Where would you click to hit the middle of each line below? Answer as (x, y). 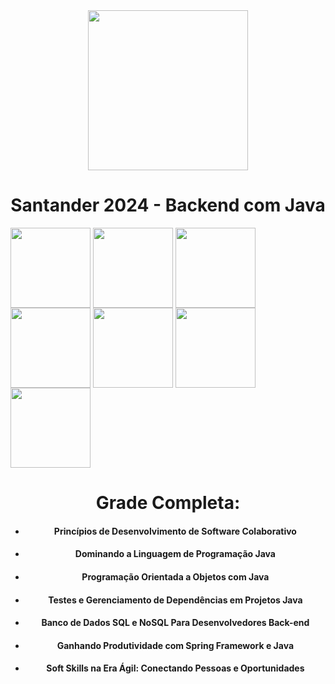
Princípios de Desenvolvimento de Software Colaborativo (175, 531)
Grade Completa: (168, 503)
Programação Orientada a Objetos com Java (175, 576)
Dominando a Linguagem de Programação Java (175, 554)
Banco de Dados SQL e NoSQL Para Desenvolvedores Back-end (175, 623)
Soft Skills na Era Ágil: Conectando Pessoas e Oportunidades (175, 668)
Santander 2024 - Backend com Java (168, 205)
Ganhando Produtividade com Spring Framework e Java (175, 645)
